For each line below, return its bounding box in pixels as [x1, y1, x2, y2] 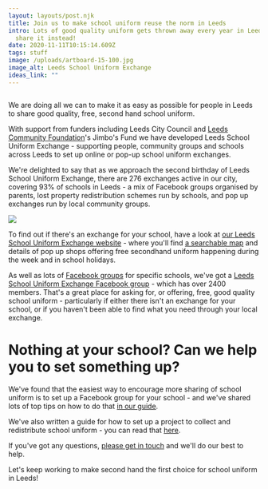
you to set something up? [8, 357, 180, 376]
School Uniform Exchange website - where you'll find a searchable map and [8, 237, 258, 248]
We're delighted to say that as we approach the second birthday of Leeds [8, 165, 250, 174]
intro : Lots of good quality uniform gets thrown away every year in [8, 26, 245, 34]
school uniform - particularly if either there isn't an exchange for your [8, 296, 236, 305]
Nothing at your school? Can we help [8, 340, 258, 359]
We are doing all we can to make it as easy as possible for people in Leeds [8, 100, 253, 109]
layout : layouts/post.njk [8, 11, 94, 20]
